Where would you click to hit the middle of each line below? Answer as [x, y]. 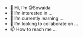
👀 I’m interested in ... [31, 13]
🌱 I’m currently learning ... [37, 18]
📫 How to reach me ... [33, 29]
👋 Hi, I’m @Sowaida [30, 8]
